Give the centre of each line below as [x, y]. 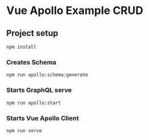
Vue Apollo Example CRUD [75, 11]
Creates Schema [31, 62]
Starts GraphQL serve [39, 90]
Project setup [33, 33]
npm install [21, 47]
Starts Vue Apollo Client [43, 118]
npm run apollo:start [34, 103]
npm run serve [24, 131]
